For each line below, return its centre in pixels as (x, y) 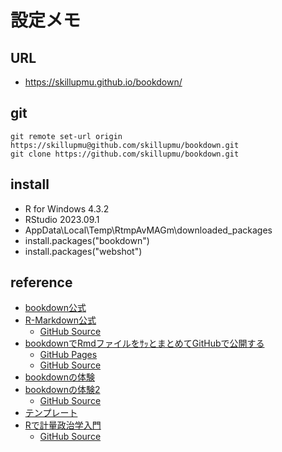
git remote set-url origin (66, 136)
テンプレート (51, 413)
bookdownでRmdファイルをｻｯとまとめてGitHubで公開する (144, 343)
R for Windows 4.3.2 (67, 208)
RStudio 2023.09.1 (62, 219)
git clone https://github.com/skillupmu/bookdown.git (125, 154)
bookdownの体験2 (62, 390)
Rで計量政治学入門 (63, 425)
